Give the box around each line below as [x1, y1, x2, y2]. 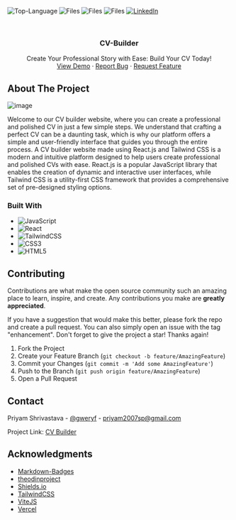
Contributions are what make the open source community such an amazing [7, 286, 227, 295]
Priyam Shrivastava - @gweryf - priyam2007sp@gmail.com [7, 414, 181, 423]
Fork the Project [17, 345, 65, 353]
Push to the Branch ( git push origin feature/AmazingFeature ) [17, 367, 201, 376]
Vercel [17, 504, 37, 513]
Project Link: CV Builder [7, 428, 77, 436]
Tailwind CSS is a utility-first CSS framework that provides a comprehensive [7, 175, 229, 184]
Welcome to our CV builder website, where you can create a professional [7, 115, 221, 124]
